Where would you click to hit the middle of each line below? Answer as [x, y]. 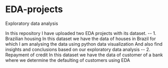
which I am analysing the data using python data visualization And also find [84, 44]
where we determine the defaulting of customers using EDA [68, 60]
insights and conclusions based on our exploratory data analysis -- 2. [78, 49]
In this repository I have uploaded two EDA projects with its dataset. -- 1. [81, 33]
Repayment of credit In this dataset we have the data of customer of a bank [84, 55]
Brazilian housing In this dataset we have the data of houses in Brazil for [81, 39]
